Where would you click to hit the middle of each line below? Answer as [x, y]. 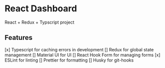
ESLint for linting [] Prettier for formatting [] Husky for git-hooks [69, 60]
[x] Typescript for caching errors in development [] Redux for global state [79, 49]
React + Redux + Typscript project [40, 22]
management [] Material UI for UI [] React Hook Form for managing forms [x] [82, 55]
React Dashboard [41, 9]
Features [19, 38]
